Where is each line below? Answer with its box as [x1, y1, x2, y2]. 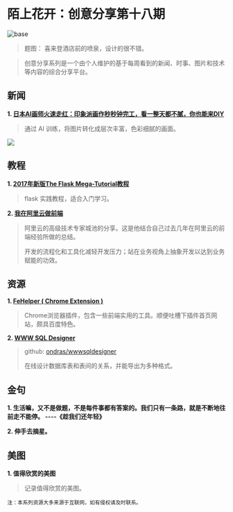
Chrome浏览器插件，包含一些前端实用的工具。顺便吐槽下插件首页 [24, 311, 212, 320]
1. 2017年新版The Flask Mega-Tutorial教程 [7, 179, 130, 188]
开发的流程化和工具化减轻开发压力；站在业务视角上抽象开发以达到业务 [24, 247, 225, 256]
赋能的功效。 [24, 256, 61, 264]
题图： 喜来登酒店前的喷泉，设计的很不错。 [24, 44, 148, 52]
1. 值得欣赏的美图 [7, 470, 56, 477]
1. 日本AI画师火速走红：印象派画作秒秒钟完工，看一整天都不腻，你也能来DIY [7, 109, 225, 118]
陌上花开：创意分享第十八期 [7, 6, 166, 22]
